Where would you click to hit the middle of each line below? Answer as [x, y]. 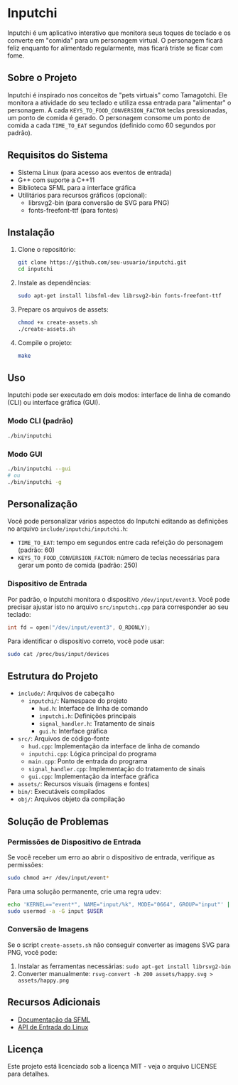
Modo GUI [25, 454]
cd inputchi [35, 269]
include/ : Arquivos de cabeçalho [66, 693]
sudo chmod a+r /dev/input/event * [59, 878]
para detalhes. [28, 1074]
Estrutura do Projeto [53, 676]
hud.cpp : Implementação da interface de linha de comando [114, 746]
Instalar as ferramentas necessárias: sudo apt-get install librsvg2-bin [124, 966]
